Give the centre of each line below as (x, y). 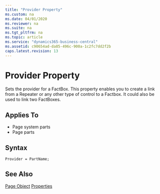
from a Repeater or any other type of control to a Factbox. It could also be (80, 94)
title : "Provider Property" (34, 10)
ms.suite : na (18, 28)
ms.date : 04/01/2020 (26, 19)
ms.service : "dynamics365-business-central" (51, 42)
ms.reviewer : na (22, 23)
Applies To (22, 115)
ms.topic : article (24, 38)
